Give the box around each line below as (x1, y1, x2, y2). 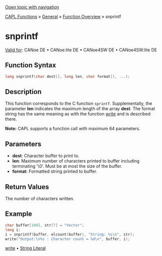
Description (5, 88, 42, 96)
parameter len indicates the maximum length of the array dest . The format (5, 106, 155, 112)
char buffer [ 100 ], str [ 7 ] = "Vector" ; (5, 223, 84, 228)
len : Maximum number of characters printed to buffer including (12, 158, 139, 164)
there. (5, 116, 17, 122)
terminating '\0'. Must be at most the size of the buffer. (12, 163, 122, 169)
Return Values (5, 183, 49, 191)
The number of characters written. (5, 196, 74, 202)
